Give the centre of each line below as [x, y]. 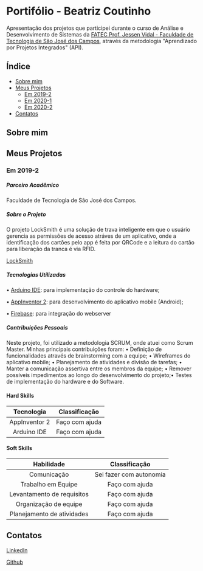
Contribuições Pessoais [37, 327]
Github [15, 562]
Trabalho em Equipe [49, 484]
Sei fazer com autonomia [130, 474]
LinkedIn [17, 550]
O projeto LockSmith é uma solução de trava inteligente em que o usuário [98, 230]
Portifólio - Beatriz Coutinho [79, 11]
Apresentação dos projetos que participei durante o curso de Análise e [95, 28]
